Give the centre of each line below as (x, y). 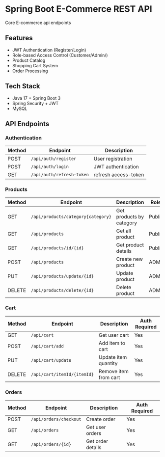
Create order (101, 419)
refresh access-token (119, 175)
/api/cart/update (51, 360)
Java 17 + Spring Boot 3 (36, 98)
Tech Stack (23, 86)
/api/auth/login (50, 167)
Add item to (112, 343)
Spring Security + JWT (35, 103)
